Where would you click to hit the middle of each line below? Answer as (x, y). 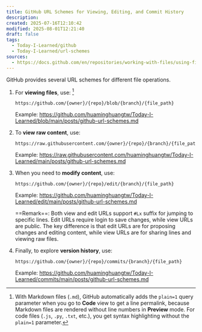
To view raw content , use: (48, 133)
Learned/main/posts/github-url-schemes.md (70, 161)
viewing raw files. (37, 239)
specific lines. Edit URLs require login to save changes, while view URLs (104, 220)
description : (23, 18)
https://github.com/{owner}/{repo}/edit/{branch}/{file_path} (94, 184)
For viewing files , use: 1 (44, 92)
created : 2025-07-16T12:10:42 (44, 23)
